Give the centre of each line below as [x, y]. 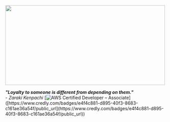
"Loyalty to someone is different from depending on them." [69, 92]
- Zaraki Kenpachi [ [26, 97]
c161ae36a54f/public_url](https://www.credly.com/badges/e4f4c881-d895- [85, 108]
